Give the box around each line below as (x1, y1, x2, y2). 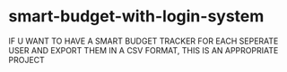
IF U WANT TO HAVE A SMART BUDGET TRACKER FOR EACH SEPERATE (8, 36, 279, 46)
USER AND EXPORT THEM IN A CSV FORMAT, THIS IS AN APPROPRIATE (8, 44, 279, 55)
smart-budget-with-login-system (8, 6, 265, 27)
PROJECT (8, 54, 46, 65)
